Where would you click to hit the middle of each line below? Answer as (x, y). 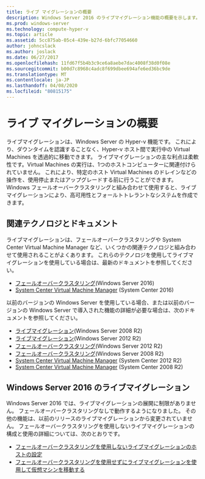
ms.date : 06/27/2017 (33, 57)
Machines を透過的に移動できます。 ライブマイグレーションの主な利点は (97, 157)
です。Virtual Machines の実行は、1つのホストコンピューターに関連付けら (104, 164)
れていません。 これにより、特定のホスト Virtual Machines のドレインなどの (102, 172)
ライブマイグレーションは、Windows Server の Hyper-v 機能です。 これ (96, 142)
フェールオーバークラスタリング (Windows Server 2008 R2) (89, 353)
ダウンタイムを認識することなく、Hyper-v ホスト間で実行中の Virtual (103, 149)
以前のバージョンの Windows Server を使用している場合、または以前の (95, 302)
